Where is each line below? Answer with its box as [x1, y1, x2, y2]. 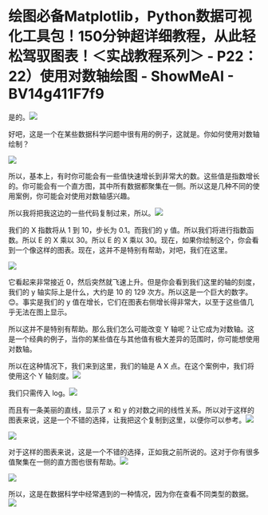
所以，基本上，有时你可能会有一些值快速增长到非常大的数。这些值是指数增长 [8, 171, 260, 181]
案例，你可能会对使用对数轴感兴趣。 [14, 191, 134, 201]
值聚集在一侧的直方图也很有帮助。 [8, 457, 120, 466]
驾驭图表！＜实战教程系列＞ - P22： [22, 47, 258, 66]
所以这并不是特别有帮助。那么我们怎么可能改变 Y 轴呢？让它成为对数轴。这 [8, 324, 255, 333]
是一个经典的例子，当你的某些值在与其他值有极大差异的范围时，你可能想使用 [8, 333, 260, 344]
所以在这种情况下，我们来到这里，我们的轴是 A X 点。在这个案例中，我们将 [8, 361, 255, 370]
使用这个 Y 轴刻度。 [8, 371, 73, 381]
